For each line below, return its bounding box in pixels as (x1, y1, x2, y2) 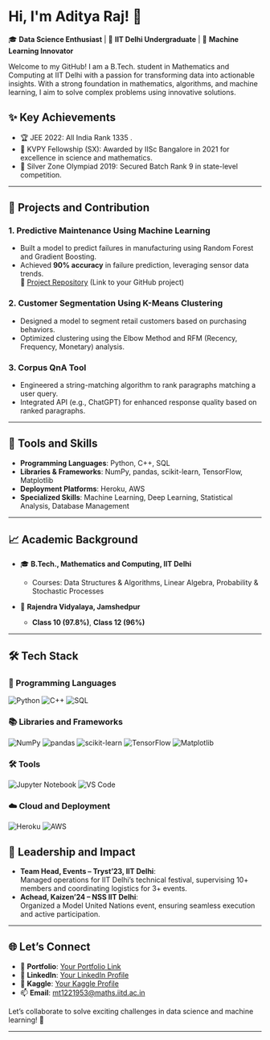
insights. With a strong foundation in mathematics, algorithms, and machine (8, 78, 259, 88)
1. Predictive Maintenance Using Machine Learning (8, 225, 211, 236)
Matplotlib (19, 475, 54, 485)
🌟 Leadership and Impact (8, 845, 136, 859)
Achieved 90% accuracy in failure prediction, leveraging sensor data (19, 260, 249, 270)
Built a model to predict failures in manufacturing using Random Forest (19, 243, 254, 253)
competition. (19, 169, 62, 180)
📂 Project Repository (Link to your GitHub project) (19, 277, 185, 287)
